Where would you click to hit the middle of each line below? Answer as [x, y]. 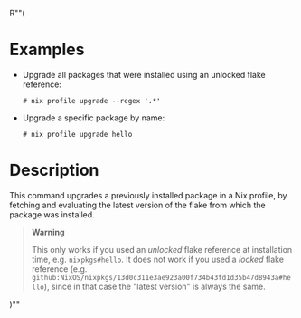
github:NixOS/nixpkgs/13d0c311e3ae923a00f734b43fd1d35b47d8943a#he [161, 277]
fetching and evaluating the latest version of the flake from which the [138, 205]
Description [54, 170]
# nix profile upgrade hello [77, 134]
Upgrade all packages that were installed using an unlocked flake [144, 74]
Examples [47, 50]
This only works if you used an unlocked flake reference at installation [162, 249]
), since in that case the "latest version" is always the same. [155, 286]
